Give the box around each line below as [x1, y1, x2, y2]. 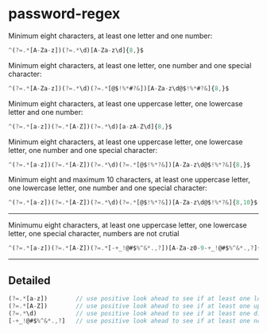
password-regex [8, 5, 121, 23]
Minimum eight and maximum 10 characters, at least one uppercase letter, [8, 175, 250, 185]
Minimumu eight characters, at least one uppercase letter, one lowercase [8, 220, 248, 230]
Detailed [8, 274, 51, 287]
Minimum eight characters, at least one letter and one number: [8, 31, 213, 40]
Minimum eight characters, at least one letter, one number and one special [8, 60, 252, 70]
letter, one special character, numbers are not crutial [8, 229, 180, 239]
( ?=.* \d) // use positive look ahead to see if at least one [8, 309, 250, 317]
